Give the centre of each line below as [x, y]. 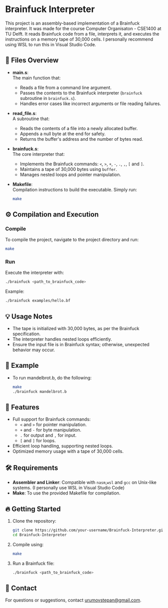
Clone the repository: [34, 521]
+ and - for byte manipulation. [51, 430]
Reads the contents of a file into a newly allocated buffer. [79, 128]
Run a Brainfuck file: [33, 563]
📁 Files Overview [32, 61]
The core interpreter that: [39, 154]
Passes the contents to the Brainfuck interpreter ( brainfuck [81, 93]
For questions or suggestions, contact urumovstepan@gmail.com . [73, 600]
